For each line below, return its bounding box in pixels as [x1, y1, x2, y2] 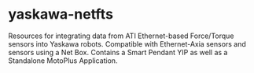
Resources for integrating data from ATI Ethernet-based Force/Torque [8, 31, 234, 40]
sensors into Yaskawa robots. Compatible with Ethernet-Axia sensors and [8, 39, 246, 48]
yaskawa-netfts [8, 5, 114, 23]
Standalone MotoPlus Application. [8, 56, 118, 65]
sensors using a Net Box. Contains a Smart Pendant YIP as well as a [8, 47, 228, 57]
